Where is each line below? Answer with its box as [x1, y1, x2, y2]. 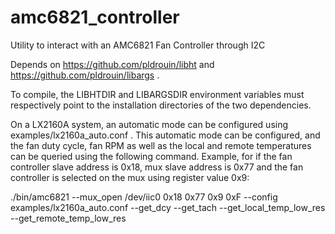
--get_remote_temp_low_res [10, 212, 127, 224]
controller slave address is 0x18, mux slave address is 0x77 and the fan [10, 161, 304, 173]
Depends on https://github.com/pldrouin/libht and [10, 58, 215, 70]
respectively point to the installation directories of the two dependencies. [10, 99, 312, 111]
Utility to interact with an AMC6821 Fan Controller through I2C [10, 39, 266, 51]
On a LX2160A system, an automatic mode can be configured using [10, 118, 289, 130]
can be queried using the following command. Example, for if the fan [10, 150, 293, 162]
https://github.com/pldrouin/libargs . [10, 69, 160, 81]
